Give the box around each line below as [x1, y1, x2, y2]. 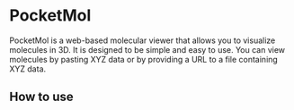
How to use [9, 89, 74, 105]
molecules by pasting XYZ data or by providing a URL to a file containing [9, 54, 279, 64]
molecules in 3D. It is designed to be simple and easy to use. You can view [9, 44, 286, 55]
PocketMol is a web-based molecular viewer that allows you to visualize [9, 35, 276, 46]
